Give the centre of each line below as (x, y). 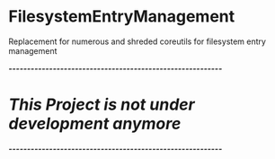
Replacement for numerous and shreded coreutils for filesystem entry (137, 41)
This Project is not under (102, 105)
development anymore (95, 124)
